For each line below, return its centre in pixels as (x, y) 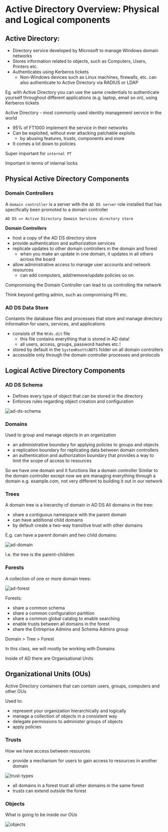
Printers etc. (25, 67)
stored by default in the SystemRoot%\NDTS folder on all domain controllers (88, 349)
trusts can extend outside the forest (49, 791)
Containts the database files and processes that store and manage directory (84, 318)
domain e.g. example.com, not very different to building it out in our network (84, 481)
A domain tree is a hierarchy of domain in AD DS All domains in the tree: (79, 505)
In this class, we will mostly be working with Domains (60, 648)
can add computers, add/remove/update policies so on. (77, 275)
